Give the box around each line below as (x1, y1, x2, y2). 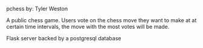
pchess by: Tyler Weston (6, 5, 68, 12)
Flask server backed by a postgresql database (6, 35, 121, 41)
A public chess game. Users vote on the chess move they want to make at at (6, 17, 197, 23)
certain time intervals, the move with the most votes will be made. (6, 23, 170, 30)
